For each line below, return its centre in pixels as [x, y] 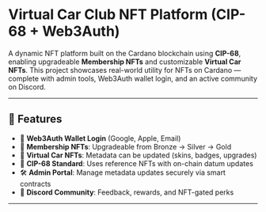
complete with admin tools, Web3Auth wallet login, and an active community [133, 78]
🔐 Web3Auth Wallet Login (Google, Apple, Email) [100, 138]
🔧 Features [35, 119]
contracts [35, 184]
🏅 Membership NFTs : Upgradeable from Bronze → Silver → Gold [125, 146]
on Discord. [27, 87]
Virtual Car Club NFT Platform [108, 15]
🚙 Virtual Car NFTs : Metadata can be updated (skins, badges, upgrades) [138, 155]
